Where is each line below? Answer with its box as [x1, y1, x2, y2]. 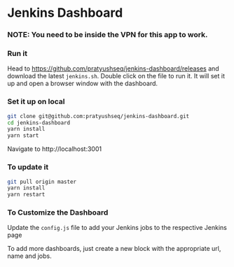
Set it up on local [7, 96, 65, 106]
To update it [7, 162, 49, 172]
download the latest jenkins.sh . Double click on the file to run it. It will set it [7, 72, 226, 80]
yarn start [7, 132, 39, 139]
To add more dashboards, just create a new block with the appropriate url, [7, 245, 221, 253]
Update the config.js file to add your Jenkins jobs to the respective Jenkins [7, 224, 228, 232]
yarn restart [7, 191, 46, 199]
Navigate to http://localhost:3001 [7, 145, 102, 153]
